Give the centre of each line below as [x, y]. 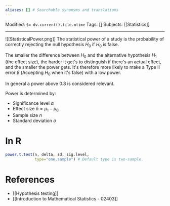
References [30, 179]
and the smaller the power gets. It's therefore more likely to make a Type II [83, 67]
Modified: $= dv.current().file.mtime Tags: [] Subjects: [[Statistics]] [78, 24]
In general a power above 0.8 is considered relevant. [60, 84]
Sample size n [27, 115]
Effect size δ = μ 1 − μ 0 [36, 109]
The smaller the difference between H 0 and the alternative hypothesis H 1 [81, 56]
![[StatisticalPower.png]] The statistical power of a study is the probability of [85, 39]
